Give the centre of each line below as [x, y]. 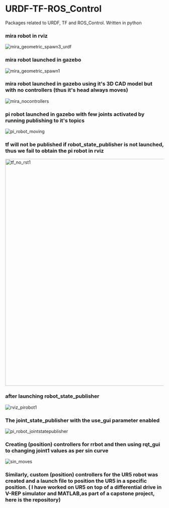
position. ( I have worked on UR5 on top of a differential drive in [83, 487]
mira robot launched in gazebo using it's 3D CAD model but [79, 84]
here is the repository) [33, 500]
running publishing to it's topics [45, 120]
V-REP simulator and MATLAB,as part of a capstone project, [80, 493]
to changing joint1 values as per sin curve [57, 451]
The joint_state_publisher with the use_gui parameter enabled [82, 420]
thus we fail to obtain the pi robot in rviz [55, 151]
